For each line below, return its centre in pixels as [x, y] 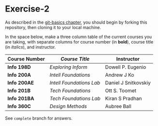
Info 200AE [21, 83]
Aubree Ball [118, 106]
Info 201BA [21, 98]
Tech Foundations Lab [75, 98]
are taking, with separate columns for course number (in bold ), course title [79, 42]
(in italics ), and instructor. [30, 47]
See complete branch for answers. [39, 118]
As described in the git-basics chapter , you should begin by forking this [76, 22]
